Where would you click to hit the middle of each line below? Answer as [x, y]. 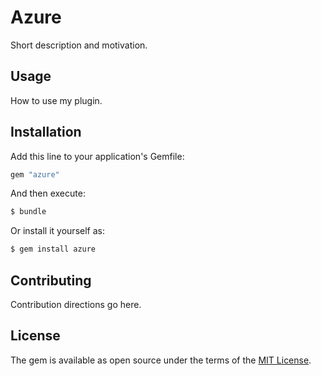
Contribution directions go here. [76, 304]
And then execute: [48, 193]
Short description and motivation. [79, 45]
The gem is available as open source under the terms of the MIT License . [161, 360]
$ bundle [28, 212]
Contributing [51, 280]
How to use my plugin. [56, 100]
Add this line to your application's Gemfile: [97, 156]
